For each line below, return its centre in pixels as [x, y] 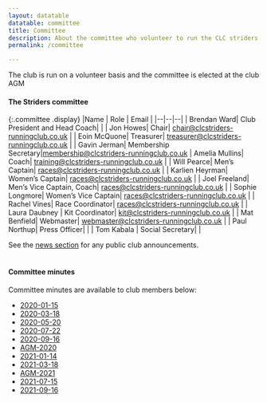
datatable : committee [44, 23]
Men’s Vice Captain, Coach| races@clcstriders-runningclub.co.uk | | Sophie [133, 187]
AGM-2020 [38, 347]
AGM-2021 [37, 372]
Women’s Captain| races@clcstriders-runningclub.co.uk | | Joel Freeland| [129, 179]
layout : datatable [39, 16]
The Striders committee [49, 101]
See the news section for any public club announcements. [104, 245]
